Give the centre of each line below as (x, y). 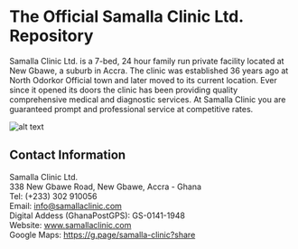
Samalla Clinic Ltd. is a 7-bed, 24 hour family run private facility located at (147, 61)
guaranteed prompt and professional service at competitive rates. (131, 109)
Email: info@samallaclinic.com (65, 206)
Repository (51, 36)
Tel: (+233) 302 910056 (53, 196)
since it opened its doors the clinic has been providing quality (124, 90)
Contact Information (68, 155)
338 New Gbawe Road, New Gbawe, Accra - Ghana (105, 187)
